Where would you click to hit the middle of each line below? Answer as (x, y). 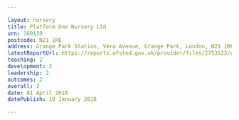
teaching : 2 (25, 60)
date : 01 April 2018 (38, 93)
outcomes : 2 (25, 80)
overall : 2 (23, 86)
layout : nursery (31, 20)
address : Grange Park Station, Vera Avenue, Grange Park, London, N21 (114, 47)
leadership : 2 (28, 73)
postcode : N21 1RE (34, 40)
